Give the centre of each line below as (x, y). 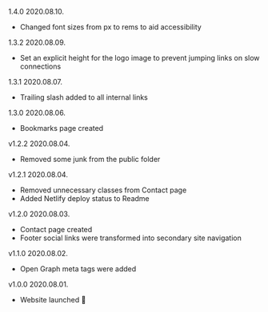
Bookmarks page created (62, 128)
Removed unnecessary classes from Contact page (103, 190)
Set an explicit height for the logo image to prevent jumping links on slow (140, 58)
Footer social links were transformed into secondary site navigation (130, 238)
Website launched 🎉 (53, 300)
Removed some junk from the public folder (90, 159)
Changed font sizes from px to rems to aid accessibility (110, 27)
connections (40, 66)
